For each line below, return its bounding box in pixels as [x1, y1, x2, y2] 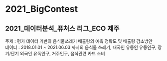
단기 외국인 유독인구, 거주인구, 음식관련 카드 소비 [10, 51, 106, 56]
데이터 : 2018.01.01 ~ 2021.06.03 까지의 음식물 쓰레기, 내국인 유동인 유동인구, [5, 44, 157, 50]
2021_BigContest [5, 3, 78, 15]
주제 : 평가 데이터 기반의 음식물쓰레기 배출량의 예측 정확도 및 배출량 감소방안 [5, 38, 153, 44]
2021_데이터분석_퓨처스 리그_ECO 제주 [5, 24, 120, 32]
